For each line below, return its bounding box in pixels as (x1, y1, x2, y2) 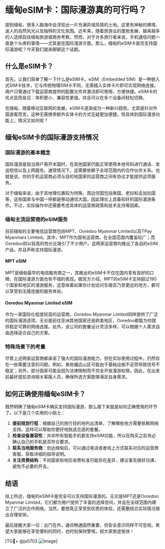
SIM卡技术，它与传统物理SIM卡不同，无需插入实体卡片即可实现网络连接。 (9, 82, 159, 88)
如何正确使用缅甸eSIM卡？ (5, 389, 86, 398)
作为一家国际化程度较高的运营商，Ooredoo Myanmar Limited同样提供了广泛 (5, 311, 158, 318)
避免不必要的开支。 (12, 463, 52, 469)
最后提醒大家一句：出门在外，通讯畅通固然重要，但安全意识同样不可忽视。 (5, 522, 156, 528)
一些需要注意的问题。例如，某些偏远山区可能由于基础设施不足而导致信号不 (9, 361, 160, 367)
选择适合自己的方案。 (9, 330, 53, 336)
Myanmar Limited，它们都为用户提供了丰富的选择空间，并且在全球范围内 (5, 499, 152, 505)
